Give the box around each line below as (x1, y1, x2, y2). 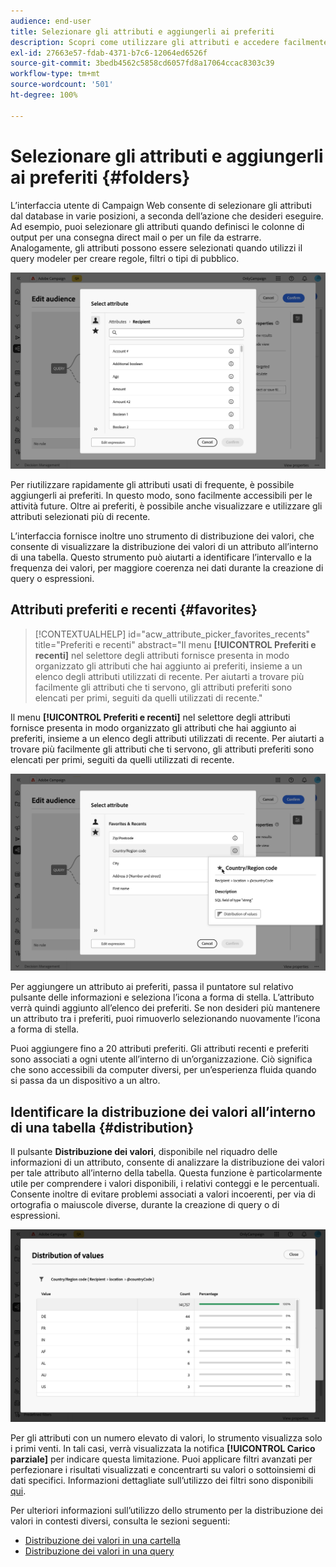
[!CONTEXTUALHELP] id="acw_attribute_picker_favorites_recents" (34, 628, 311, 640)
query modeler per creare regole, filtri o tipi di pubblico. (10, 252, 240, 264)
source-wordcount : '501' (10, 80, 114, 90)
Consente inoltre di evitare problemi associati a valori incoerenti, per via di (10, 1188, 316, 1200)
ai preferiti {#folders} (10, 166, 191, 189)
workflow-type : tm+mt (10, 69, 101, 79)
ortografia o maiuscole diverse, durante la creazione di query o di (10, 1199, 280, 1211)
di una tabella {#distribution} (10, 1119, 195, 1136)
